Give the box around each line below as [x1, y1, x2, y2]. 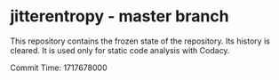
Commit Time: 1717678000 [10, 62, 108, 73]
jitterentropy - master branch [10, 6, 229, 27]
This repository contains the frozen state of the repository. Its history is [10, 36, 270, 46]
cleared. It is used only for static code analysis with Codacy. [10, 44, 230, 55]
